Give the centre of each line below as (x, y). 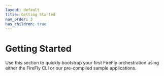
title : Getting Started (30, 15)
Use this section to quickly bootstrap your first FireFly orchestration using (82, 63)
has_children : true (26, 24)
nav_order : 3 (19, 19)
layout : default (22, 10)
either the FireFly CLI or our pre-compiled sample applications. (71, 68)
